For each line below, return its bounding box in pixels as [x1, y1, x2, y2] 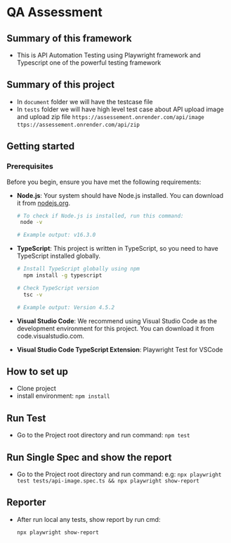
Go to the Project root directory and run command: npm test [16, 431, 190, 439]
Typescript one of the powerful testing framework [16, 58, 161, 67]
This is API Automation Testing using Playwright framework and [16, 51, 201, 59]
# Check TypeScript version [16, 285, 99, 292]
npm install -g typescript [23, 272, 103, 279]
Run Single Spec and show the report [6, 451, 173, 463]
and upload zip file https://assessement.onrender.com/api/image [16, 112, 204, 120]
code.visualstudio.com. [16, 332, 85, 340]
